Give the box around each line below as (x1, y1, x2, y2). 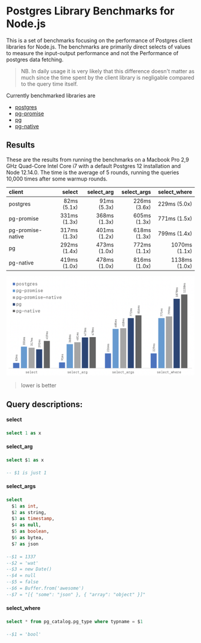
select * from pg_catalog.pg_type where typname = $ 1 (6, 618, 144, 624)
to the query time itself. (20, 80, 78, 88)
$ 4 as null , (11, 522, 42, 528)
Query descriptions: (6, 399, 83, 409)
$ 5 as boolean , (11, 528, 50, 534)
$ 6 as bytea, (11, 535, 44, 541)
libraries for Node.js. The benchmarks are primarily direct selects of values (6, 43, 191, 50)
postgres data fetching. (6, 56, 64, 63)
